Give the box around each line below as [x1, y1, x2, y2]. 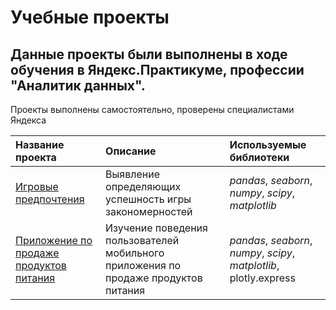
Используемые [229, 138, 307, 151]
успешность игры [105, 192, 192, 206]
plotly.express [229, 271, 296, 285]
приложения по [105, 259, 182, 272]
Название [15, 138, 65, 151]
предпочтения [15, 192, 85, 206]
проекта [15, 151, 57, 164]
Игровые [15, 180, 59, 193]
